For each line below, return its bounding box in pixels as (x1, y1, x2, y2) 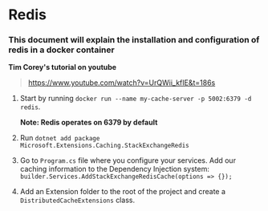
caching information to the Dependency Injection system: (19, 164, 210, 174)
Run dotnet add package (19, 133, 100, 143)
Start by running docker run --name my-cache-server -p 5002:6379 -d (19, 94, 252, 103)
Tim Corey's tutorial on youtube (8, 63, 117, 72)
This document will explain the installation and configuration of (8, 34, 260, 46)
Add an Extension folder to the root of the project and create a (19, 187, 226, 197)
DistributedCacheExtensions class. (19, 195, 135, 205)
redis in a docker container (8, 44, 115, 55)
